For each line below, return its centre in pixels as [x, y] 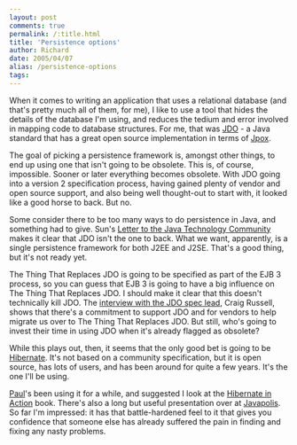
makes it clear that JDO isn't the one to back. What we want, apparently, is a [148, 238]
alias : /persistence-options [63, 67]
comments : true [37, 26]
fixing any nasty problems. [58, 431]
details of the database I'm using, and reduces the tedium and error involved [149, 119]
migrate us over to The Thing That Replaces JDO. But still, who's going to [143, 321]
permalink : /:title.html [55, 34]
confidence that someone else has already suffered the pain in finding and [145, 421]
